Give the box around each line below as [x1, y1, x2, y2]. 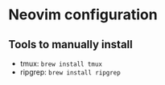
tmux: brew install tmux [19, 59, 103, 68]
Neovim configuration [8, 6, 159, 24]
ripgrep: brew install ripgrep [19, 67, 121, 77]
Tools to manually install [8, 38, 133, 51]
